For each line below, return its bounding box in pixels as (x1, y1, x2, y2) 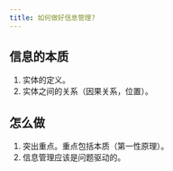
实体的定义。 (22, 74, 70, 86)
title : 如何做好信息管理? (9, 13, 96, 23)
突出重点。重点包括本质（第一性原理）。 (22, 141, 169, 152)
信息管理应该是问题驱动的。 (22, 152, 126, 163)
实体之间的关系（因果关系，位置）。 (22, 86, 153, 97)
